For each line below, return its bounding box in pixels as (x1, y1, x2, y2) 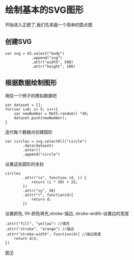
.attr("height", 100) (31, 64, 76, 69)
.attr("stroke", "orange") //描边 (5, 226, 75, 231)
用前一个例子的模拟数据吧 (5, 92, 57, 99)
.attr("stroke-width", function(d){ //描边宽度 (5, 231, 102, 237)
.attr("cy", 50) (23, 188, 56, 193)
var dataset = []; (5, 102, 43, 108)
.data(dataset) (23, 143, 54, 148)
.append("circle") (23, 151, 60, 157)
